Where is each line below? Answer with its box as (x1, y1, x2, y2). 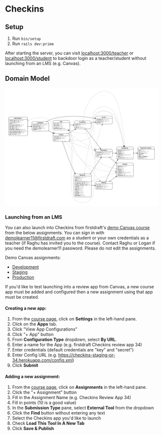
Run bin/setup (12, 35, 41, 41)
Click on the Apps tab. (12, 321, 57, 327)
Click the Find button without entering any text (12, 410, 105, 416)
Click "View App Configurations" (12, 326, 78, 332)
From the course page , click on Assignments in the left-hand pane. (12, 385, 147, 390)
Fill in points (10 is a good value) (12, 400, 77, 406)
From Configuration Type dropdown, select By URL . (12, 336, 117, 343)
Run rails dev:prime (12, 41, 54, 47)
